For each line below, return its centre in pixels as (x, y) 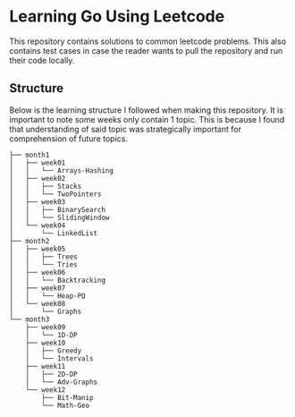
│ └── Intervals (59, 358)
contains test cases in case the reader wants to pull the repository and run (146, 50)
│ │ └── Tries (43, 264)
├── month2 (29, 241)
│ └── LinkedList (54, 233)
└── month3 (29, 319)
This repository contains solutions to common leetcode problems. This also (148, 41)
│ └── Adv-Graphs (62, 382)
